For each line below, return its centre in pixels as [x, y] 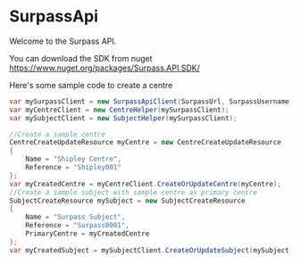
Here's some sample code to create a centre [91, 85]
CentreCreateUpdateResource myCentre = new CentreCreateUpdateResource [145, 143]
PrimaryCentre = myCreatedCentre [87, 234]
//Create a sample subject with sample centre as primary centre [133, 192]
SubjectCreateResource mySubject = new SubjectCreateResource [127, 201]
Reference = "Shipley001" [74, 168]
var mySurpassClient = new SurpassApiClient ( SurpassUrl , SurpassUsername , [151, 101]
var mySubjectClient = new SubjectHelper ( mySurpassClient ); [124, 118]
